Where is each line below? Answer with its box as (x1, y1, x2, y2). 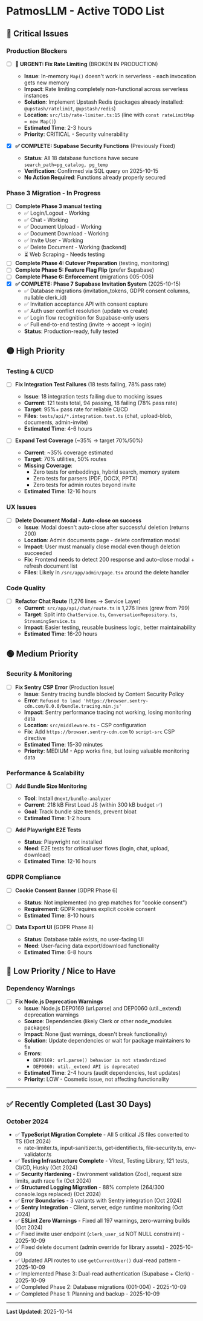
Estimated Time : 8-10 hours (24, 912, 95, 919)
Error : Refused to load (24, 696, 81, 704)
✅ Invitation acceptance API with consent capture (24, 300, 148, 308)
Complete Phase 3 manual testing (14, 203, 102, 210)
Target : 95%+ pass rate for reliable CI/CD (24, 406, 129, 413)
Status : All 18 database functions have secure (24, 155, 139, 161)
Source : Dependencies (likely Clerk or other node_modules (24, 1018, 172, 1025)
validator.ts (24, 1151, 52, 1158)
